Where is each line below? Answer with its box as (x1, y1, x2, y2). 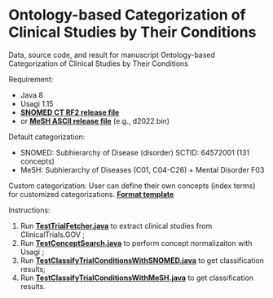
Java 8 (20, 90, 43, 99)
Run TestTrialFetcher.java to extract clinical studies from (20, 221, 213, 230)
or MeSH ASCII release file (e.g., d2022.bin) (20, 116, 170, 125)
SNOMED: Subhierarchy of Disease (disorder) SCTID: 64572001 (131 (20, 147, 250, 157)
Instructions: (8, 205, 51, 215)
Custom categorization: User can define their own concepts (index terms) (8, 181, 256, 191)
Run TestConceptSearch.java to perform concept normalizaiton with (20, 238, 253, 248)
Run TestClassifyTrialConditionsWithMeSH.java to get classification (20, 273, 254, 283)
